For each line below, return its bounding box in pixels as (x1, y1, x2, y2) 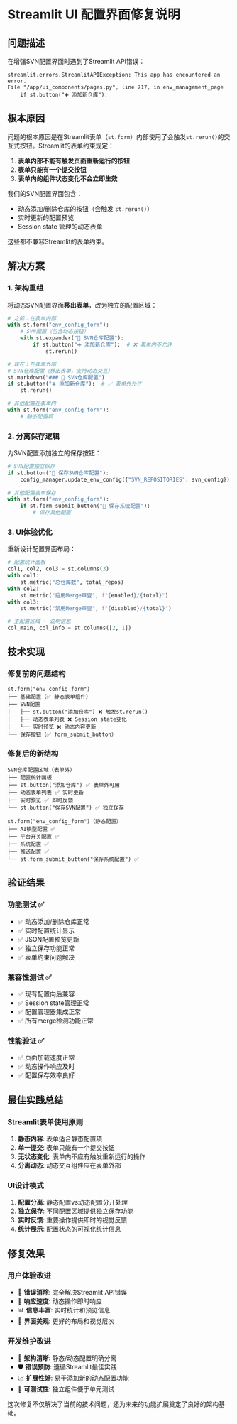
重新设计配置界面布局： (7, 545, 76, 553)
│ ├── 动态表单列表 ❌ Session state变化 (7, 715, 127, 723)
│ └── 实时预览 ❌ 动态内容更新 (7, 723, 97, 730)
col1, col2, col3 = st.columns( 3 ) (7, 565, 110, 572)
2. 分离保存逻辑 (7, 431, 60, 441)
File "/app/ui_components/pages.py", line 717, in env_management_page (7, 84, 224, 91)
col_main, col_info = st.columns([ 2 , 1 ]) (7, 624, 132, 632)
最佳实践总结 (7, 1094, 64, 1106)
